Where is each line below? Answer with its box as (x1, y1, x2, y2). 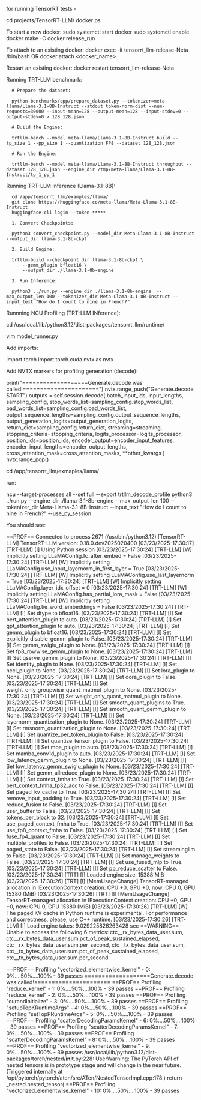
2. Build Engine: (11, 246, 55, 252)
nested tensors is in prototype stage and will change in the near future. (6, 1062, 182, 1068)
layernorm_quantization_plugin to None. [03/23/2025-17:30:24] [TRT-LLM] (6, 718, 191, 725)
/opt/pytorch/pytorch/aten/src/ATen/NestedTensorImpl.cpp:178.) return (6, 1074, 182, 1081)
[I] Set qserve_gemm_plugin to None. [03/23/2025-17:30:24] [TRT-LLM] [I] (6, 654, 191, 661)
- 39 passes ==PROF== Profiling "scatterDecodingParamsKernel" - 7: (6, 1023, 179, 1030)
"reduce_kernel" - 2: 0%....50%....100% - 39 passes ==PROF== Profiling (6, 991, 186, 999)
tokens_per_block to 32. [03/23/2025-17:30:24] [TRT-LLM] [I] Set (6, 814, 169, 821)
